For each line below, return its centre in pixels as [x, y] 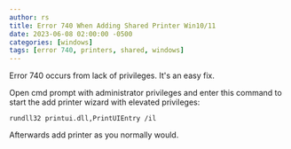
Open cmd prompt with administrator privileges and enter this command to [145, 93]
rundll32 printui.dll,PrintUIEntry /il [83, 119]
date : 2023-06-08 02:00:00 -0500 [71, 34]
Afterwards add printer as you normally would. [94, 135]
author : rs [29, 17]
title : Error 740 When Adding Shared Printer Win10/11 [113, 26]
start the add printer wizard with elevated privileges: [105, 102]
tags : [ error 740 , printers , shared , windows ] [97, 51]
